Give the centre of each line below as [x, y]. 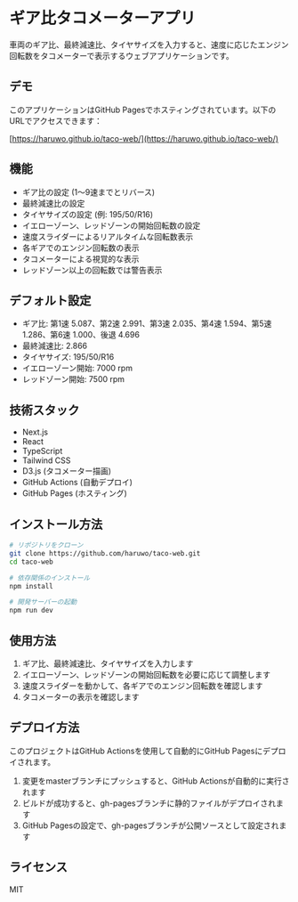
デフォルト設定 [50, 301]
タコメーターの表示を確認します [81, 696]
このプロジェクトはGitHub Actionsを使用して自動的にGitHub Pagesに [136, 751]
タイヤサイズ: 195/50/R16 [68, 357]
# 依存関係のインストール [50, 578]
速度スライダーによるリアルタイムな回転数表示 [108, 236]
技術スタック [44, 410]
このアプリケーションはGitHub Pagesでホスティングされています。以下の [143, 110]
